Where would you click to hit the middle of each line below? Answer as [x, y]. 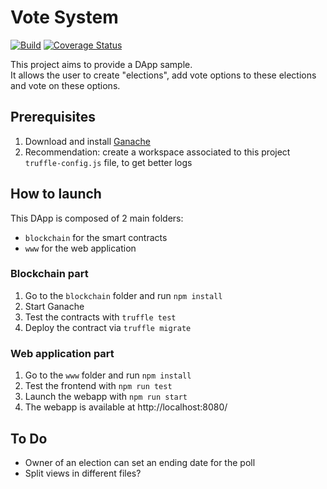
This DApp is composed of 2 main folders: [97, 218]
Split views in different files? [83, 473]
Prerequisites [53, 117]
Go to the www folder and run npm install [108, 375]
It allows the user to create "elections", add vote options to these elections [163, 75]
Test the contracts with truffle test [100, 317]
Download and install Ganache [87, 141]
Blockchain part [49, 274]
